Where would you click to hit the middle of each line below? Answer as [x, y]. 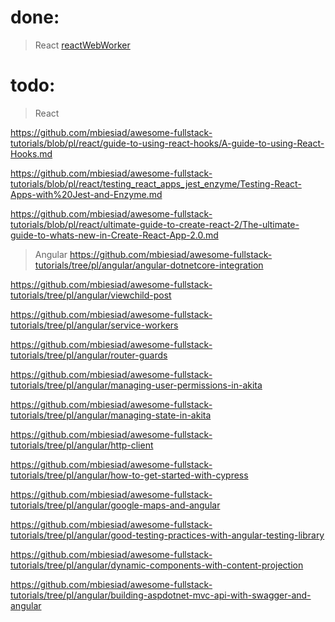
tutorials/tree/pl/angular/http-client [82, 445]
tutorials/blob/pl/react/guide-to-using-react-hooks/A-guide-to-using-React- [167, 143]
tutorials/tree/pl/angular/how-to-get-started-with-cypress [129, 475]
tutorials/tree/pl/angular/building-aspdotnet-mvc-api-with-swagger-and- [161, 595]
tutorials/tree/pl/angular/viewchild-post [91, 295]
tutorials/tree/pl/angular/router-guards [89, 355]
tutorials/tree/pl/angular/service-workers [94, 325]
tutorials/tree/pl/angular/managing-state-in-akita [111, 415]
